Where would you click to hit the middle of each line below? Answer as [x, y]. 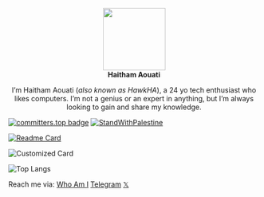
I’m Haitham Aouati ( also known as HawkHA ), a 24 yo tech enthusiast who [134, 90]
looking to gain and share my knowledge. [134, 107]
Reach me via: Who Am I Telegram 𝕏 [69, 184]
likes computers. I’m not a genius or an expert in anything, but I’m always [134, 98]
